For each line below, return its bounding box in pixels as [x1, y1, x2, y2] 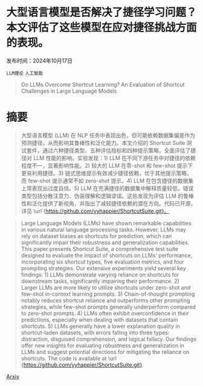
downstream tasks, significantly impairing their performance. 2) [21, 277, 180, 285]
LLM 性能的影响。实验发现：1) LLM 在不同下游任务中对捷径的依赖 [33, 154, 196, 161]
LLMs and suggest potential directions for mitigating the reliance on [21, 348, 190, 355]
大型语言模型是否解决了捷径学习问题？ [6, 5, 198, 19]
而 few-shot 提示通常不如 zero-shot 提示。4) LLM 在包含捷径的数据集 [21, 177, 194, 184]
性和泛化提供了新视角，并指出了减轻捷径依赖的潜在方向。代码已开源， [21, 199, 196, 207]
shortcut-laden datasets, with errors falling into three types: [21, 328, 170, 336]
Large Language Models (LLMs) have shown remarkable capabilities [21, 219, 192, 227]
